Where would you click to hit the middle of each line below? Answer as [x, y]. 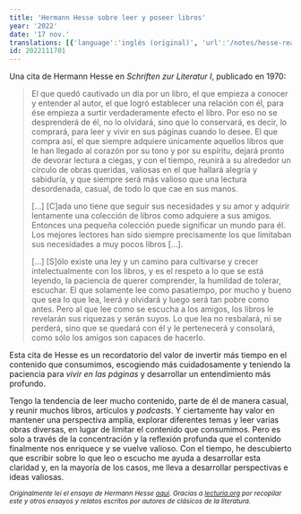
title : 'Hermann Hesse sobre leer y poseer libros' [107, 17]
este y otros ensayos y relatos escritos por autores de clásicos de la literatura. [130, 501]
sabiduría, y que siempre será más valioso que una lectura [139, 179]
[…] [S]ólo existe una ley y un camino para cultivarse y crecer [145, 261]
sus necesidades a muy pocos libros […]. [107, 244]
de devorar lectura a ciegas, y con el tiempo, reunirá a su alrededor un [161, 160]
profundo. [28, 384]
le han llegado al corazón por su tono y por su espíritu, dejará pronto [158, 151]
